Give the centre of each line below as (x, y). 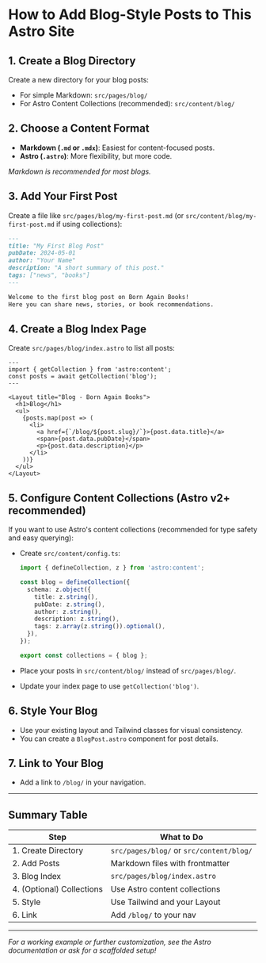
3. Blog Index (37, 877)
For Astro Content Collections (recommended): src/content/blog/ (127, 104)
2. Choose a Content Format (79, 129)
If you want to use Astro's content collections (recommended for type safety (133, 530)
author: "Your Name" (42, 261)
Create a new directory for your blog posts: (78, 80)
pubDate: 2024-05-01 (42, 253)
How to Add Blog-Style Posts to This (130, 15)
